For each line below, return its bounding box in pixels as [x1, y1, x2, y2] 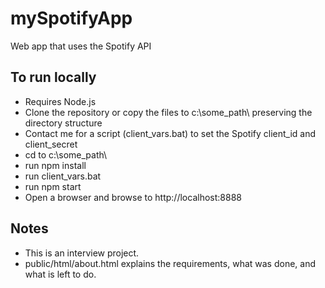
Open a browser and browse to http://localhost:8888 [24, 191, 242, 203]
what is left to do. [24, 268, 97, 280]
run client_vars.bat [24, 170, 102, 182]
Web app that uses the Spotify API [10, 40, 152, 52]
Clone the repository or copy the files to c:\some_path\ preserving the [24, 106, 313, 118]
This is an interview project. [24, 247, 140, 259]
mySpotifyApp [10, 7, 133, 30]
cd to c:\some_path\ [24, 148, 108, 161]
